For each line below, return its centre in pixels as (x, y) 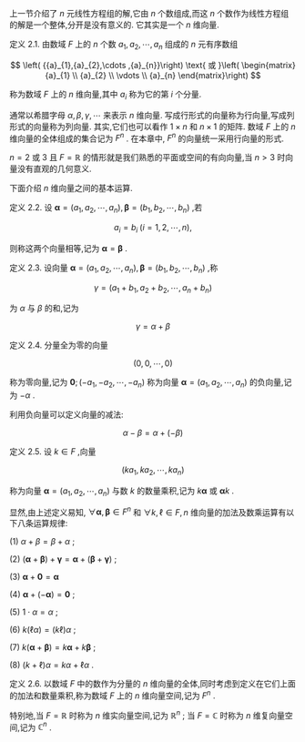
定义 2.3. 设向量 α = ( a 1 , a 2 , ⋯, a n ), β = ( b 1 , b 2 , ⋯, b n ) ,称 (114, 269)
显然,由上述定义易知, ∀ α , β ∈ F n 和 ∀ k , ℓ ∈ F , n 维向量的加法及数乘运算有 (148, 511)
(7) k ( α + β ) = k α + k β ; (53, 647)
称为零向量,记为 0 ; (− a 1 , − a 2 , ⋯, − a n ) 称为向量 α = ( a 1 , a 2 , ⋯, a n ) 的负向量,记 (151, 383)
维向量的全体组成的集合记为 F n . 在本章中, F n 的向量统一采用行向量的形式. (147, 137)
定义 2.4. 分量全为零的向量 (59, 345)
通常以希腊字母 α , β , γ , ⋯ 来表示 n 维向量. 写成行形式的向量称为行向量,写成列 (152, 115)
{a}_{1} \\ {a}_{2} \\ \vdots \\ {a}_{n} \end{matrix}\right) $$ (153, 75)
